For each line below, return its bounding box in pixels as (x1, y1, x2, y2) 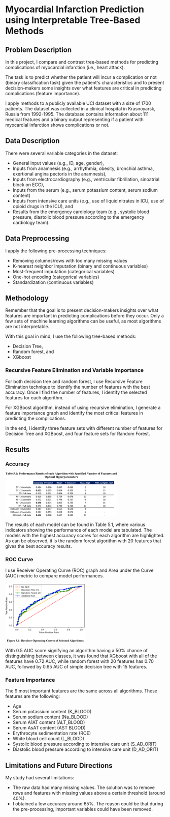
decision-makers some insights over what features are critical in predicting (5, 85, 162, 91)
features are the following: (5, 693, 60, 699)
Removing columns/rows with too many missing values (12, 257, 128, 264)
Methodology (5, 294, 49, 303)
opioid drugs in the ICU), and (12, 203, 74, 209)
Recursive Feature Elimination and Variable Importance (5, 367, 144, 374)
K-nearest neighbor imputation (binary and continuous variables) (12, 263, 148, 269)
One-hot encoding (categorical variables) (12, 274, 99, 280)
